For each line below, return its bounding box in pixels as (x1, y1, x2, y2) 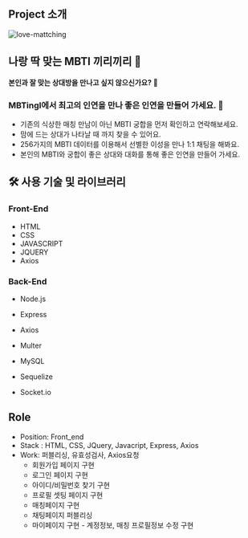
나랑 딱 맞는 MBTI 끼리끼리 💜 (8, 55, 142, 68)
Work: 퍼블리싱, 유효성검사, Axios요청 (19, 450, 140, 459)
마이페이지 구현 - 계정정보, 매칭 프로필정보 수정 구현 (31, 520, 194, 530)
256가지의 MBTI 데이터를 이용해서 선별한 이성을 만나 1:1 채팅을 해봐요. (19, 139, 240, 149)
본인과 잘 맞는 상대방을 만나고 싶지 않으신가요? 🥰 (8, 77, 158, 87)
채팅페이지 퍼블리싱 (31, 510, 93, 520)
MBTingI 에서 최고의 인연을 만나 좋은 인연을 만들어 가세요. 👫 (8, 100, 224, 111)
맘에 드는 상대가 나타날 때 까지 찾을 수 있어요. (19, 129, 162, 139)
